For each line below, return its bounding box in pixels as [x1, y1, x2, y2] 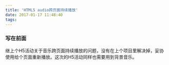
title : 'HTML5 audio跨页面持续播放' [5, 7, 78, 13]
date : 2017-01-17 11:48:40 [5, 12, 63, 17]
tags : [5, 17, 17, 22]
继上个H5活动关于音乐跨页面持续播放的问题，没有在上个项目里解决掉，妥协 [5, 47, 164, 54]
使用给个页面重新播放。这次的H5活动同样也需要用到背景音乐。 [5, 54, 137, 60]
